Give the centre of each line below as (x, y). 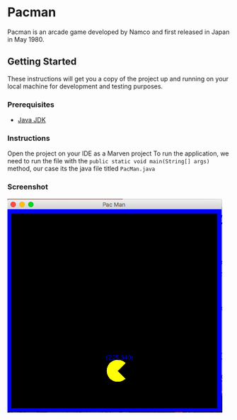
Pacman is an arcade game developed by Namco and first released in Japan (118, 32)
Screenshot (28, 187)
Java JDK (31, 120)
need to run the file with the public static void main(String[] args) (109, 161)
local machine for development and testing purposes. (85, 86)
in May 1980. (26, 39)
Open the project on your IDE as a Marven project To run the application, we (118, 153)
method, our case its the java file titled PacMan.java (81, 169)
